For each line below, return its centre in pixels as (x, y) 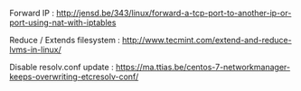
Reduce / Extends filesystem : (65, 40)
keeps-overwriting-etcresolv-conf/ (74, 77)
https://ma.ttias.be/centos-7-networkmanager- (203, 67)
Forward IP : (32, 13)
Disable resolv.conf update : (62, 67)
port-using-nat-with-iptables (63, 23)
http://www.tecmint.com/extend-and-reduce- (207, 40)
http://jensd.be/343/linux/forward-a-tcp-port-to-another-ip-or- (174, 13)
